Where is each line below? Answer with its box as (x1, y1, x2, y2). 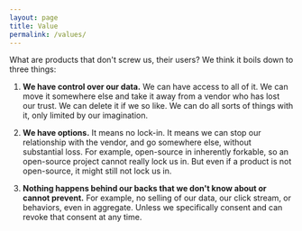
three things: (9, 64, 57, 75)
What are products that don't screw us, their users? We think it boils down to (9, 55, 294, 66)
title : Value (9, 22, 59, 31)
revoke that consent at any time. (22, 212, 142, 223)
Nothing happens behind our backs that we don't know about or (22, 183, 268, 194)
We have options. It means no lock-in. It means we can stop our (22, 128, 261, 138)
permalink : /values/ (9, 30, 87, 39)
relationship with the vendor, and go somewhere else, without (22, 137, 252, 148)
